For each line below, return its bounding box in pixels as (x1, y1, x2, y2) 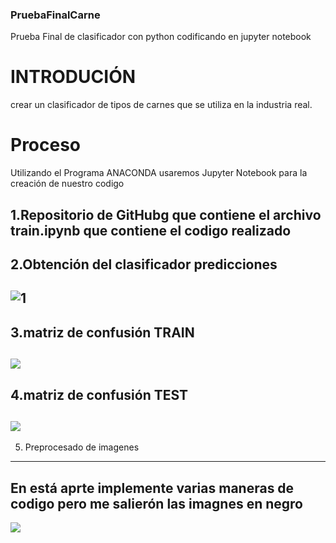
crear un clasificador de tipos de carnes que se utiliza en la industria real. (10, 99, 313, 111)
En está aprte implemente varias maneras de (10, 479, 295, 497)
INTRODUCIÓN (10, 66, 137, 88)
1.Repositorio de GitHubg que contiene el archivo (10, 206, 322, 223)
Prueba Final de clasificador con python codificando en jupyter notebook (10, 31, 312, 43)
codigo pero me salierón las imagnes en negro (10, 495, 303, 512)
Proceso (10, 134, 82, 157)
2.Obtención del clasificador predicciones (10, 256, 278, 273)
